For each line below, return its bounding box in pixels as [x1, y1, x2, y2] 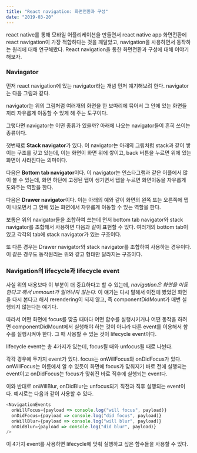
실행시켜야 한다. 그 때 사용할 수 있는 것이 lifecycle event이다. [16, 331, 157, 338]
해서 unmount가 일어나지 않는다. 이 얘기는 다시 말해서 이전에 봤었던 [21, 289, 176, 296]
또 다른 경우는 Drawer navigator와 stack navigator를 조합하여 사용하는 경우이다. [6, 243, 192, 250]
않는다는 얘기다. [21, 304, 58, 311]
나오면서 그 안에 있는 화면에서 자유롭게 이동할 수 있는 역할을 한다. [12, 204, 161, 211]
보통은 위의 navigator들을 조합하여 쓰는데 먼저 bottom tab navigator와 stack [6, 216, 183, 223]
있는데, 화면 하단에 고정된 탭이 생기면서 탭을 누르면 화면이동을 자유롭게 [24, 176, 186, 183]
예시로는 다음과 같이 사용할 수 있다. [14, 390, 94, 397]
